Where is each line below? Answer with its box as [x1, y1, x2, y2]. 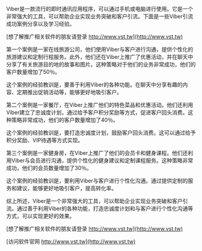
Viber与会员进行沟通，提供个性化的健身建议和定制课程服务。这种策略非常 [11, 157, 194, 164]
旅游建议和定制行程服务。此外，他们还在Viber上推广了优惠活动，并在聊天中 [6, 53, 194, 60]
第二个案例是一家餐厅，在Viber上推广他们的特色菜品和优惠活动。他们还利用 [6, 101, 194, 108]
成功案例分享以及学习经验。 [6, 20, 75, 27]
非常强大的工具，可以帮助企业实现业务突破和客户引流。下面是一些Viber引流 [6, 13, 194, 20]
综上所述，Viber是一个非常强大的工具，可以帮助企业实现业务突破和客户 [6, 198, 183, 204]
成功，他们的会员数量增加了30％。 [6, 165, 92, 171]
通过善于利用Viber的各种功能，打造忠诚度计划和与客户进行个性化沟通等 [16, 205, 194, 212]
